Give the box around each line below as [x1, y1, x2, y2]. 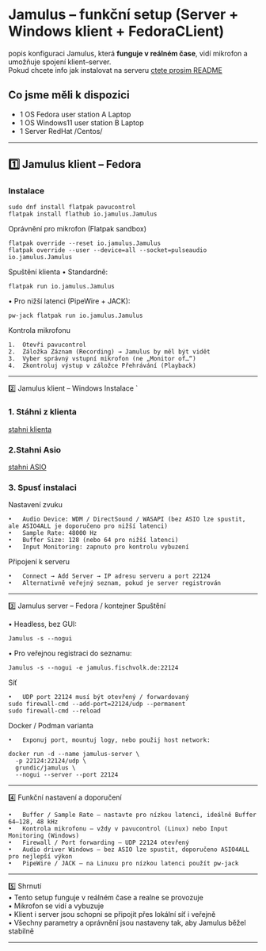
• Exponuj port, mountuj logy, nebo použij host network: [8, 736, 211, 744]
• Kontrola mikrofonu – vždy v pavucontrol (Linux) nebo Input [8, 825, 228, 833]
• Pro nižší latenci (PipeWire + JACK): [8, 296, 131, 306]
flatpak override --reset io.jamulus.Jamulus [8, 239, 161, 247]
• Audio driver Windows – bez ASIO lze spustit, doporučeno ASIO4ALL [8, 846, 249, 854]
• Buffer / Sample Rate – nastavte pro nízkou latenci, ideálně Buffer [8, 811, 257, 819]
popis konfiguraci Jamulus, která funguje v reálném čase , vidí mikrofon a [8, 48, 248, 58]
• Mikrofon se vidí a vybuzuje [8, 901, 104, 911]
